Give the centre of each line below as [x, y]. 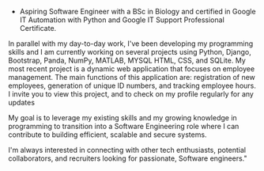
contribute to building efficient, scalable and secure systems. [107, 135]
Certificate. [38, 28]
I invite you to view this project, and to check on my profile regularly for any [131, 94]
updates [22, 103]
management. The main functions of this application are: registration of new [132, 77]
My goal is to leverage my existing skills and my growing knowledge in [123, 118]
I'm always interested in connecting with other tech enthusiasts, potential [127, 150]
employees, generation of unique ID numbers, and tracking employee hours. [132, 85]
